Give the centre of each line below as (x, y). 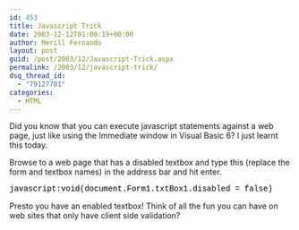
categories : (31, 92)
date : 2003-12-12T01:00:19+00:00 (72, 34)
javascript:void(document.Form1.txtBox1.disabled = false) (141, 189)
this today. (28, 145)
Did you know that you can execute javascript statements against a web (142, 126)
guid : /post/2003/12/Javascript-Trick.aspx (92, 59)
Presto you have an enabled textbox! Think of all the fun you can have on (144, 206)
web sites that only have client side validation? (95, 216)
